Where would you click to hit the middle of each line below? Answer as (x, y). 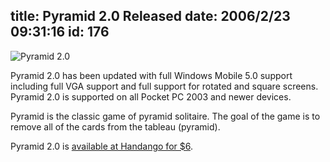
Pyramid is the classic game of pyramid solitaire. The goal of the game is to (165, 116)
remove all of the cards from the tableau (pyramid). (115, 126)
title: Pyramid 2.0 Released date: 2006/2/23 (150, 16)
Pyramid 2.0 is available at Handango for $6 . (101, 146)
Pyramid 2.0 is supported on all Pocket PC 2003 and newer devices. (151, 96)
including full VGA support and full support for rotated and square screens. (164, 86)
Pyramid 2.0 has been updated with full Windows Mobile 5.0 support (151, 75)
